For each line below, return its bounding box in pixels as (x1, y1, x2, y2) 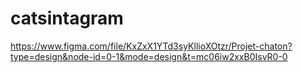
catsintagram (10, 7, 124, 30)
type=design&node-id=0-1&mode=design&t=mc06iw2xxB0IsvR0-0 (10, 50, 288, 62)
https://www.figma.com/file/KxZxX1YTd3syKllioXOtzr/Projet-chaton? (10, 40, 293, 52)
